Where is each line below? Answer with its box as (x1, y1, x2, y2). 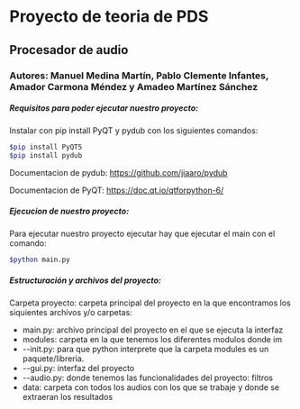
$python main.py (9, 255, 70, 265)
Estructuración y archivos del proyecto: (9, 275, 162, 286)
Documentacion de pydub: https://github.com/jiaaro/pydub (9, 168, 228, 178)
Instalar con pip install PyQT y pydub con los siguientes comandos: (9, 125, 259, 136)
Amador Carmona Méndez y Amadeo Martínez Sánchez (9, 80, 259, 93)
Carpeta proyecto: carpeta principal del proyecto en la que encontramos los (9, 297, 291, 308)
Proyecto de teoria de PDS (9, 6, 209, 27)
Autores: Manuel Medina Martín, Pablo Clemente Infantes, (9, 69, 268, 82)
